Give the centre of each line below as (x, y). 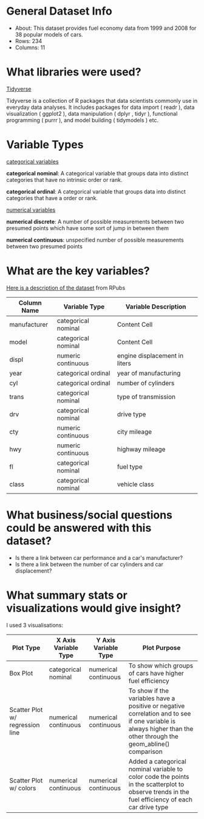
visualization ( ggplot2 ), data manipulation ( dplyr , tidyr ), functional (92, 113)
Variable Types (45, 145)
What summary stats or (67, 595)
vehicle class (135, 484)
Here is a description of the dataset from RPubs (66, 288)
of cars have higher (156, 673)
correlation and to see (160, 713)
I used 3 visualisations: (35, 625)
